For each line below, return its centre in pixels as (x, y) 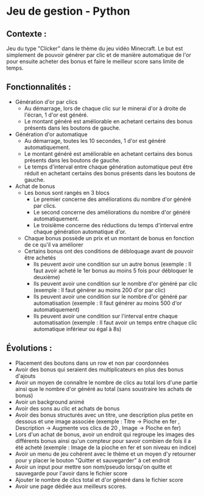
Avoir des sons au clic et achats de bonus (67, 408)
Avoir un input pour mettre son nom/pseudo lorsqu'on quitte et (93, 467)
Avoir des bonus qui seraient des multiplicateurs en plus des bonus (99, 369)
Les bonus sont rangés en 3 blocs (67, 192)
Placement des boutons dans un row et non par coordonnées (92, 363)
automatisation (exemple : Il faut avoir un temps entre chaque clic (115, 323)
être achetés (40, 257)
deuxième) (47, 277)
